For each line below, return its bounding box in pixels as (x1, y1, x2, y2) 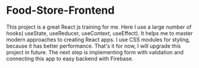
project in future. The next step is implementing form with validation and (6, 48, 184, 55)
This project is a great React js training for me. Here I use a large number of (6, 23, 192, 30)
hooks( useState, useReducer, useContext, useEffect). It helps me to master (6, 29, 193, 36)
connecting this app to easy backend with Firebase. (6, 55, 134, 62)
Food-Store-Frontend (6, 4, 115, 17)
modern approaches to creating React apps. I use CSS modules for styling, (6, 36, 191, 43)
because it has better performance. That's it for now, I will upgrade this (6, 42, 181, 50)
